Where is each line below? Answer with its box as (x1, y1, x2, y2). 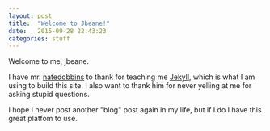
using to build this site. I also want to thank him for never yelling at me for (8, 81, 252, 91)
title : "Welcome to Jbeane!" (8, 19, 111, 27)
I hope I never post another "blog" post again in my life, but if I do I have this (8, 105, 262, 115)
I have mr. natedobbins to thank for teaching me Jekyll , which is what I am (8, 72, 255, 82)
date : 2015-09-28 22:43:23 (8, 27, 107, 35)
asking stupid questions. (8, 90, 91, 99)
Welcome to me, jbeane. (8, 57, 90, 66)
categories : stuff (8, 34, 70, 43)
